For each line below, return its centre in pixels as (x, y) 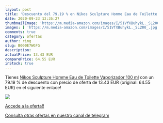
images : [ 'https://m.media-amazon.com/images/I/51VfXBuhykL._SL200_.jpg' (82, 28)
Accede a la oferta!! (25, 106)
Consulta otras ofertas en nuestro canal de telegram (57, 115)
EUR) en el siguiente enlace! (33, 88)
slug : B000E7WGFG (23, 46)
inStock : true (19, 63)
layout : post (18, 9)
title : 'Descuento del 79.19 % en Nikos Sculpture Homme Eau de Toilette (81, 14)
